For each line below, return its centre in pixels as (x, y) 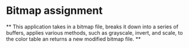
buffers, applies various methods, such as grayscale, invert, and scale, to (95, 32)
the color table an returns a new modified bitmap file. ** (73, 39)
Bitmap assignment (54, 11)
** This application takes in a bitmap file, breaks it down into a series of (92, 27)
